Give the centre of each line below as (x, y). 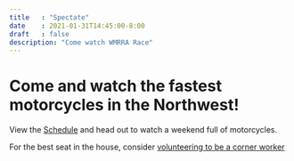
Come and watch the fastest (116, 86)
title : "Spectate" (49, 17)
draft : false (39, 34)
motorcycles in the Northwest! (124, 105)
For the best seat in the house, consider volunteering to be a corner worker (147, 147)
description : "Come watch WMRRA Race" (81, 42)
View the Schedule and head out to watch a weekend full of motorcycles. (143, 130)
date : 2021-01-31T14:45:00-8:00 (77, 26)
